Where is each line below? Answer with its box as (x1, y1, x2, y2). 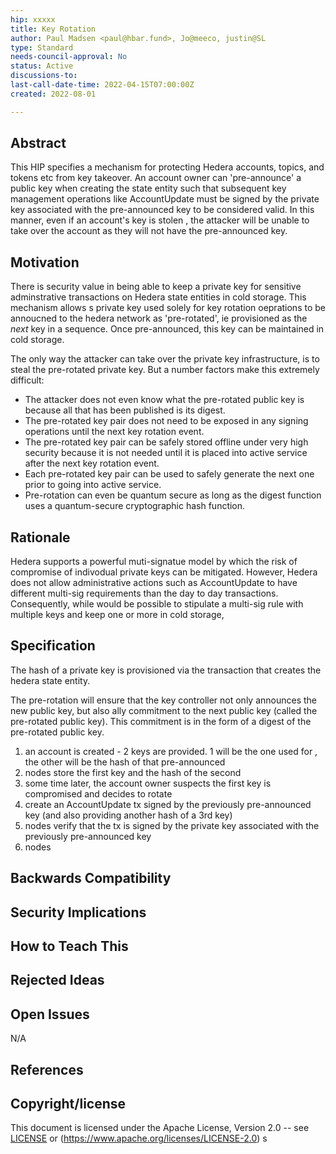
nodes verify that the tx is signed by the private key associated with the (24, 819, 320, 831)
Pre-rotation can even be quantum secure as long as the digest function (24, 489, 322, 501)
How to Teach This (10, 938, 129, 955)
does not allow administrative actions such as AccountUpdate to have (10, 577, 298, 589)
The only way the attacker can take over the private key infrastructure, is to (10, 353, 320, 365)
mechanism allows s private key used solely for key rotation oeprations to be (10, 302, 326, 314)
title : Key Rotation (10, 24, 97, 34)
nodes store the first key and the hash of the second (24, 766, 242, 778)
